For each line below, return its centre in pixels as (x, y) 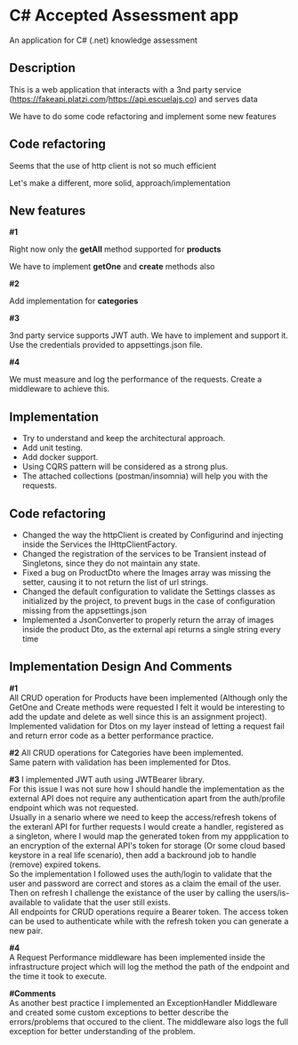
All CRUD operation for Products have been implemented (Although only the (149, 697)
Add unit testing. (52, 448)
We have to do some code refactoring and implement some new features (143, 116)
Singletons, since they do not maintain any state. (111, 563)
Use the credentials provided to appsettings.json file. (106, 345)
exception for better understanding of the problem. (102, 1031)
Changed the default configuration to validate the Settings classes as (149, 591)
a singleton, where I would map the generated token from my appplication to (149, 836)
